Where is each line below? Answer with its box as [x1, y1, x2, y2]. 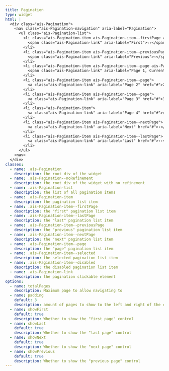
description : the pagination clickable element [14, 274, 116, 279]
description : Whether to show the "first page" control [14, 316, 134, 321]
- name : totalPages [10, 283, 51, 288]
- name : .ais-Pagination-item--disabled [10, 260, 96, 265]
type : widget [5, 12, 33, 17]
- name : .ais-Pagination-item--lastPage [10, 213, 96, 218]
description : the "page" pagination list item [14, 246, 114, 251]
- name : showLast [10, 321, 46, 326]
